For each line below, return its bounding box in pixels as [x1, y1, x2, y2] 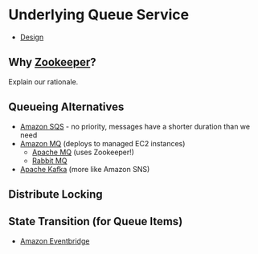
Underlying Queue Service [8, 6, 190, 24]
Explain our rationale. [8, 76, 79, 86]
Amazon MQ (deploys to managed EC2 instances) [19, 138, 186, 148]
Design [19, 32, 44, 42]
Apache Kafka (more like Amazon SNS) [19, 164, 150, 174]
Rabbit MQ [31, 155, 68, 166]
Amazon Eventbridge [19, 236, 90, 246]
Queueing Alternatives [8, 100, 125, 114]
